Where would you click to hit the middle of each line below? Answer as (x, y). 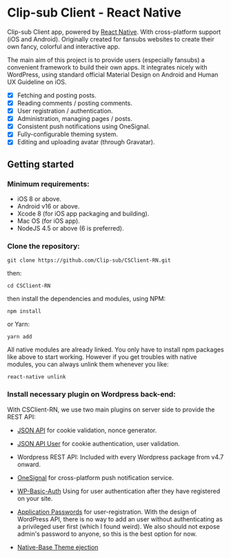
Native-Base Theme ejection (58, 547)
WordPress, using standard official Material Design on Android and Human (113, 75)
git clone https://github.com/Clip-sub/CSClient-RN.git (89, 260)
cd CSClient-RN (29, 286)
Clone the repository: (44, 246)
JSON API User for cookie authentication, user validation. (99, 443)
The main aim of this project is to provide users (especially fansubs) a (106, 59)
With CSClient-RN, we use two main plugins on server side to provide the (111, 410)
